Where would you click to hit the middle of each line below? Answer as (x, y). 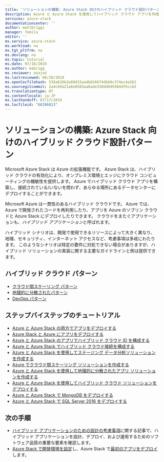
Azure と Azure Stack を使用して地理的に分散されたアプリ (71, 370)
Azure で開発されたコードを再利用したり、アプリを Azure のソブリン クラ (79, 210)
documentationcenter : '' (30, 23)
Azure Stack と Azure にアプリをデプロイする (58, 334)
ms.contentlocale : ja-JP (30, 96)
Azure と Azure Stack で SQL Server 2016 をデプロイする (70, 401)
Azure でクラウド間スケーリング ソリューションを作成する (71, 365)
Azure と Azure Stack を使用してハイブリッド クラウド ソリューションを (84, 383)
